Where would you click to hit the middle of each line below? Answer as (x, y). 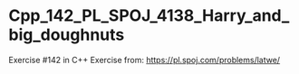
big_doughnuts (67, 35)
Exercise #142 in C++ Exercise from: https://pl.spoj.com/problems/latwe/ (145, 60)
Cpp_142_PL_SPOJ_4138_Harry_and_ (149, 16)
